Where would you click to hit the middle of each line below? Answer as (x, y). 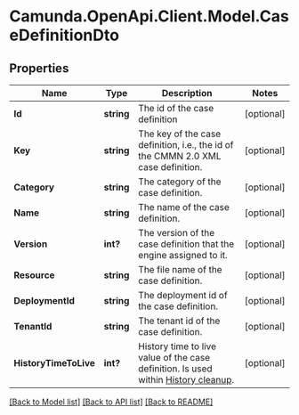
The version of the (176, 233)
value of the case (174, 358)
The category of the (179, 182)
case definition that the (186, 244)
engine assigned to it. (183, 255)
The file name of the (180, 269)
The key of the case (179, 134)
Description (187, 93)
